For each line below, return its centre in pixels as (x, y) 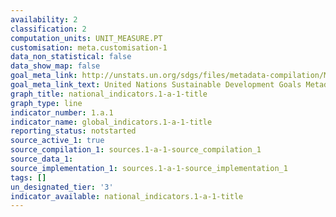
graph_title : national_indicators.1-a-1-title (109, 94)
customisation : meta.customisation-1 (89, 47)
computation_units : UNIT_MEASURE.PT (86, 38)
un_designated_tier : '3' (62, 187)
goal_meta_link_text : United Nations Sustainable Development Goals (156, 85)
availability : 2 (44, 19)
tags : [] (28, 177)
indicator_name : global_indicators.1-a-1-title (111, 122)
